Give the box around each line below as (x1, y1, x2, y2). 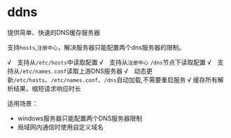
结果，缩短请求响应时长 (13, 84, 81, 92)
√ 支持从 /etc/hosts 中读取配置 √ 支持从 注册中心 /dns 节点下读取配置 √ (7, 57, 212, 67)
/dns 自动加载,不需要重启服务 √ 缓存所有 (104, 75, 218, 84)
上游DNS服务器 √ (78, 67, 128, 75)
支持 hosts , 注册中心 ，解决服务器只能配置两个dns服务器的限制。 (7, 43, 185, 51)
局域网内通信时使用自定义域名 (17, 123, 104, 131)
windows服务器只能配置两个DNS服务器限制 (17, 113, 143, 123)
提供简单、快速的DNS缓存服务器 (7, 28, 100, 36)
